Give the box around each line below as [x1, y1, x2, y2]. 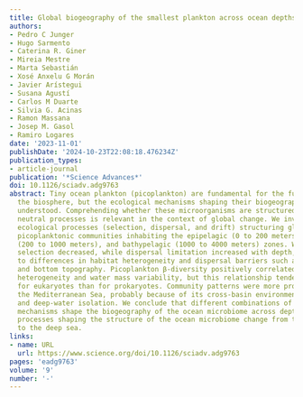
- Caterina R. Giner [9, 47, 87, 56]
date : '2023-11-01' [9, 139, 83, 148]
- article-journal [9, 164, 78, 173]
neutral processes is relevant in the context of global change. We [17, 214, 280, 224]
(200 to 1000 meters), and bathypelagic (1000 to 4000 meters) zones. [17, 240, 289, 249]
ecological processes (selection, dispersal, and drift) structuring [17, 223, 284, 232]
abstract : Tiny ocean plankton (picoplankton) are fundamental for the [9, 189, 284, 198]
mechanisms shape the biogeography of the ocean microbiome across [17, 307, 277, 316]
